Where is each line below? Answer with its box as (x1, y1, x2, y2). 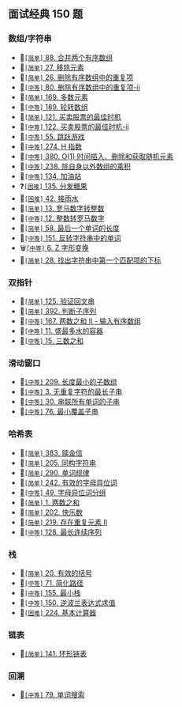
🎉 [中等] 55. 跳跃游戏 (19, 131, 85, 141)
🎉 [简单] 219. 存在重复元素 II (19, 517, 108, 527)
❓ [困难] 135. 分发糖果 (19, 181, 88, 191)
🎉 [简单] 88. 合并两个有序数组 (19, 52, 113, 62)
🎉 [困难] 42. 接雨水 (19, 193, 79, 203)
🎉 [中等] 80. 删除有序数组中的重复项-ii (19, 82, 140, 92)
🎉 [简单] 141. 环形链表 (19, 649, 87, 659)
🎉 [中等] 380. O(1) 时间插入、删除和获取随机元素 (19, 151, 174, 161)
